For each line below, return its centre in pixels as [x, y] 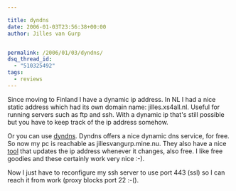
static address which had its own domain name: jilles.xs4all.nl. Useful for [114, 107]
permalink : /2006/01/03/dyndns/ [55, 53]
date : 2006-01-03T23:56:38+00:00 [57, 27]
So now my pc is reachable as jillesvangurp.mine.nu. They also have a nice [117, 143]
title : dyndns [28, 20]
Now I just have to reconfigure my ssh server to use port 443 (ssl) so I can [116, 172]
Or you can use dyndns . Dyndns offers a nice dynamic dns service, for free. [118, 135]
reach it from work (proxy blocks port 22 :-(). [73, 180]
